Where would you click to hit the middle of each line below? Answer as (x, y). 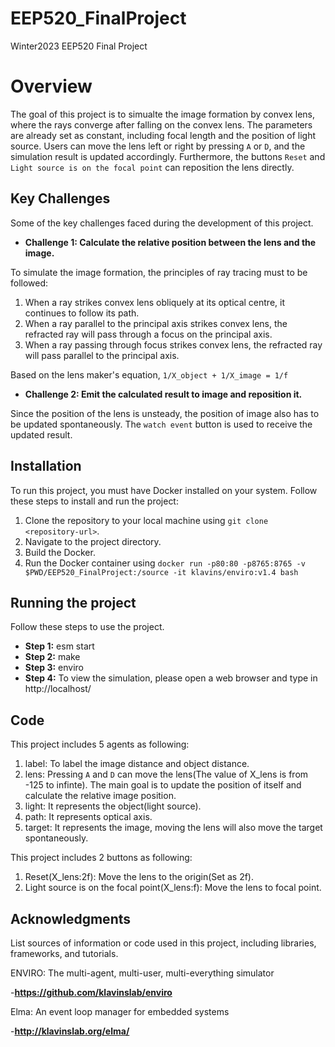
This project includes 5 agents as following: (100, 744)
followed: (29, 283)
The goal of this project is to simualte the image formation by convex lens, (163, 114)
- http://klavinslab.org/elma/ (70, 1031)
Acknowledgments (71, 918)
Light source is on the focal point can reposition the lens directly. (152, 167)
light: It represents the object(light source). (113, 806)
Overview (51, 86)
